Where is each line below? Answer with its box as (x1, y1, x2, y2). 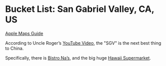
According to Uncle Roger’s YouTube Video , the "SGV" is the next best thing (5, 40, 162, 46)
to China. (5, 45, 24, 51)
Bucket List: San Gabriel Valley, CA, (5, 3, 155, 15)
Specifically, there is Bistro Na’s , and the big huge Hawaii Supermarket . (5, 55, 151, 61)
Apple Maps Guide (5, 30, 43, 36)
